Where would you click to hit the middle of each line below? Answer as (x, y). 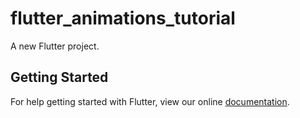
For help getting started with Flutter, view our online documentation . (150, 101)
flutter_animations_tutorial (123, 18)
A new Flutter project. (55, 46)
